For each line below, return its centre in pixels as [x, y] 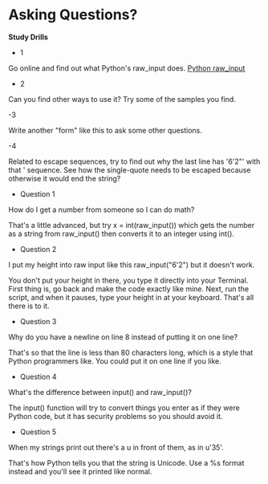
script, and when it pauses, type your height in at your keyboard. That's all [131, 297]
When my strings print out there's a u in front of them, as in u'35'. [116, 447]
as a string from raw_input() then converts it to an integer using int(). [122, 234]
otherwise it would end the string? [65, 178]
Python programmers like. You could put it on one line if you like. [115, 361]
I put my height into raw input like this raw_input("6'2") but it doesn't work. [132, 264]
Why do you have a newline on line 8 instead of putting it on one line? [123, 337]
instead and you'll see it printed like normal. [80, 471]
